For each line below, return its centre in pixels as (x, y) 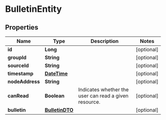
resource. (89, 102)
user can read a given (103, 96)
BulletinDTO (59, 110)
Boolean (55, 96)
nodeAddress (24, 81)
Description (105, 41)
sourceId (18, 65)
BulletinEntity (34, 9)
